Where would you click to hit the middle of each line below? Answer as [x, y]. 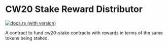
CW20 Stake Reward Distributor [74, 9]
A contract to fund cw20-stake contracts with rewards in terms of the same [84, 32]
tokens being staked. [27, 38]
